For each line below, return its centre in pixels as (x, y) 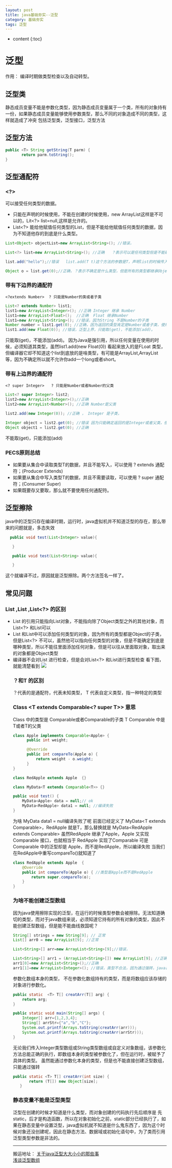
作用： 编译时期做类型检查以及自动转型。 (49, 76)
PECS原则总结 (23, 452)
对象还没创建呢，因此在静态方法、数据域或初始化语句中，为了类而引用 (91, 1131)
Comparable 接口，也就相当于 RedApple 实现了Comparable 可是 (80, 840)
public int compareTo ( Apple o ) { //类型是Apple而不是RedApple (88, 872)
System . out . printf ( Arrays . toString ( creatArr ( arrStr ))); (83, 1032)
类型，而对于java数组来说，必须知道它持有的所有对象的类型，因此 (91, 919)
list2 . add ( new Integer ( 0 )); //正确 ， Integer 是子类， (63, 414)
